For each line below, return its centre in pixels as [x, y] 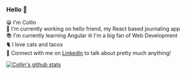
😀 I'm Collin [21, 23]
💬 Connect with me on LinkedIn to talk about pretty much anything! [89, 53]
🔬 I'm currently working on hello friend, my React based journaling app [93, 29]
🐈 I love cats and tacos [35, 45]
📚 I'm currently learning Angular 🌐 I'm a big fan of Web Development [92, 36]
